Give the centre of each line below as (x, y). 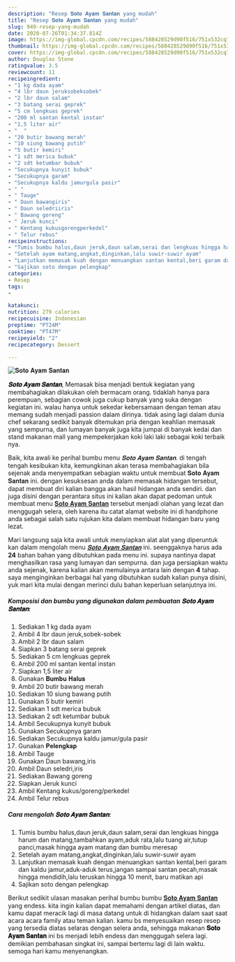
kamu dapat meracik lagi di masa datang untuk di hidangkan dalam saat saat (118, 913)
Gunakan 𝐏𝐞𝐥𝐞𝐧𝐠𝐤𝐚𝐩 (47, 746)
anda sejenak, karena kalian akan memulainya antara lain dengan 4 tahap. (114, 570)
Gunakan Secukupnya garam (60, 731)
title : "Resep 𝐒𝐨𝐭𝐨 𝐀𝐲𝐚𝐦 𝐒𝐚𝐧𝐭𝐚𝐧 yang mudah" (73, 20)
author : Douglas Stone (41, 59)
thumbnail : (24, 46)
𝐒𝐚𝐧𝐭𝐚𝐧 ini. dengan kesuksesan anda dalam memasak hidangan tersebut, (113, 481)
